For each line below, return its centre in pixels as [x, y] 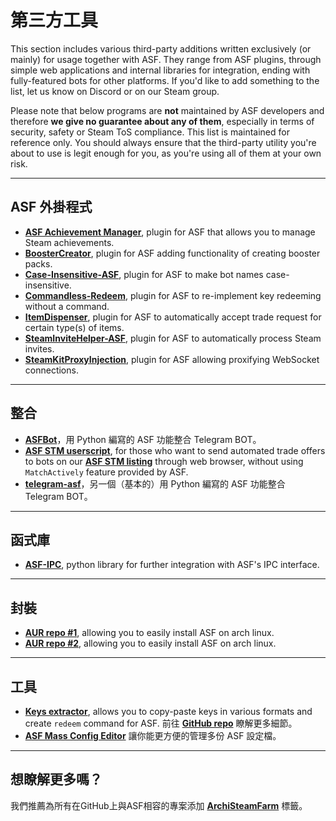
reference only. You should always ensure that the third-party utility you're [163, 142]
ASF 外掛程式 [51, 207]
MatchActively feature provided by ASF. [106, 472]
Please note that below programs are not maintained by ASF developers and [167, 110]
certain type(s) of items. [74, 327]
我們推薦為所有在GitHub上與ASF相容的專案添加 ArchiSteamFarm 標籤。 [159, 805]
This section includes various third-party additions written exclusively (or [161, 48]
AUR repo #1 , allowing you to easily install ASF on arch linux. [149, 633]
